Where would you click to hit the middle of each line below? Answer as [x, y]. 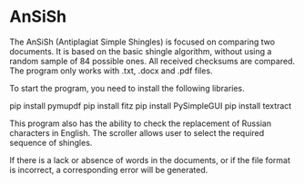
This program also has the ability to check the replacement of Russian [140, 123]
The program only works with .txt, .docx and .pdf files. [111, 71]
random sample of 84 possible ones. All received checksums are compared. [152, 61]
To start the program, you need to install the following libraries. [127, 88]
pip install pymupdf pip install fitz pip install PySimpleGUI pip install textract [151, 105]
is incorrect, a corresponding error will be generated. [109, 169]
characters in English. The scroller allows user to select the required [137, 132]
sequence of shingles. [51, 142]
